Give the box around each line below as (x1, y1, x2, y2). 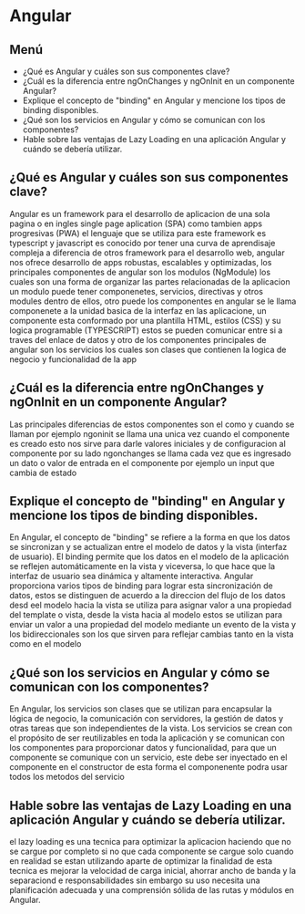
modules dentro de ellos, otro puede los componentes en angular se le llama (9, 296, 297, 306)
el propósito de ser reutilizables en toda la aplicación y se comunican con (9, 732, 285, 743)
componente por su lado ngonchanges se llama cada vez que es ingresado (9, 448, 291, 459)
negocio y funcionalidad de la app (9, 353, 137, 365)
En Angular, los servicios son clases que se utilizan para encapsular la (9, 703, 272, 714)
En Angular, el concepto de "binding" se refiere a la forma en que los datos (9, 532, 290, 543)
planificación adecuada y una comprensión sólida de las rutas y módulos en (9, 885, 294, 896)
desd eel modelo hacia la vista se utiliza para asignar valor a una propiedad (9, 599, 292, 611)
